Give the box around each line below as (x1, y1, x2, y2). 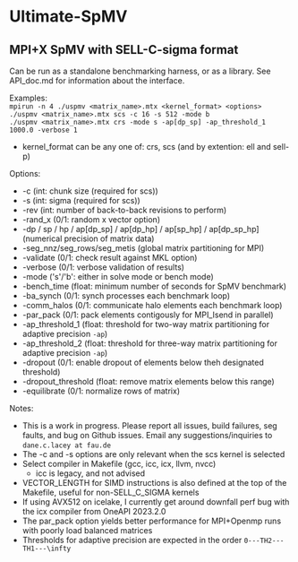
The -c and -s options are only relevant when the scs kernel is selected (21, 449, 285, 459)
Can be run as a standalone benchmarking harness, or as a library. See (9, 65, 271, 76)
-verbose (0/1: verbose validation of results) (21, 262, 185, 272)
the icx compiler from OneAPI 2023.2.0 (21, 506, 166, 516)
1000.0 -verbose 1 (9, 125, 78, 134)
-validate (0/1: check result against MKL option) (21, 253, 198, 263)
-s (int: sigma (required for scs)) (21, 195, 140, 205)
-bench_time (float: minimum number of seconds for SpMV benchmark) (21, 281, 287, 291)
